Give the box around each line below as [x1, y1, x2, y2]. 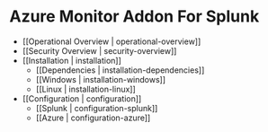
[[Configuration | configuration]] [22, 92, 142, 104]
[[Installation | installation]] [22, 55, 121, 66]
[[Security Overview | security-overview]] [22, 45, 177, 56]
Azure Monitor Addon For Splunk [9, 6, 260, 27]
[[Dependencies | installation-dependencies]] [35, 65, 205, 75]
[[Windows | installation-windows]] [35, 74, 166, 84]
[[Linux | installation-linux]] [35, 84, 137, 94]
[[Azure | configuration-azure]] [35, 112, 151, 123]
